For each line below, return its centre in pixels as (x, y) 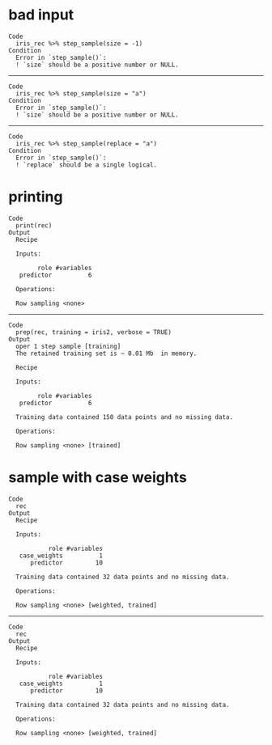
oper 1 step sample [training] (68, 346)
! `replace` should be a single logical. (87, 165)
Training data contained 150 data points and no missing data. (124, 417)
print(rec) (34, 225)
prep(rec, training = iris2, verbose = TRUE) (94, 332)
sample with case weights (98, 478)
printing (36, 197)
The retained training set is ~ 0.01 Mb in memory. (106, 353)
